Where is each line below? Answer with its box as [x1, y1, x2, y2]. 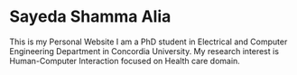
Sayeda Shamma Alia [9, 6, 172, 27]
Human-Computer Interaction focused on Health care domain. [9, 55, 241, 66]
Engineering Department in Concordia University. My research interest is [9, 45, 280, 56]
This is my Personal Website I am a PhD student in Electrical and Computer [9, 36, 288, 47]
